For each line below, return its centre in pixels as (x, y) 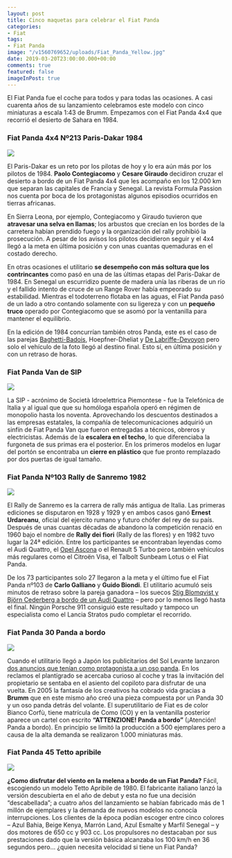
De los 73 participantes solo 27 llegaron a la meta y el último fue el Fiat (108, 578)
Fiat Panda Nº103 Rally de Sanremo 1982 (77, 477)
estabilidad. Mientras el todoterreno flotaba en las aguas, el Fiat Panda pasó (116, 296)
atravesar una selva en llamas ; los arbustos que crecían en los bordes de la (116, 224)
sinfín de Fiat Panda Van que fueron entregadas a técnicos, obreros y (106, 429)
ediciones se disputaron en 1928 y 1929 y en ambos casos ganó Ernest (109, 513)
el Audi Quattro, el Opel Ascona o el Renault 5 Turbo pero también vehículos (116, 550)
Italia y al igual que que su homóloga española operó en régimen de (104, 407)
